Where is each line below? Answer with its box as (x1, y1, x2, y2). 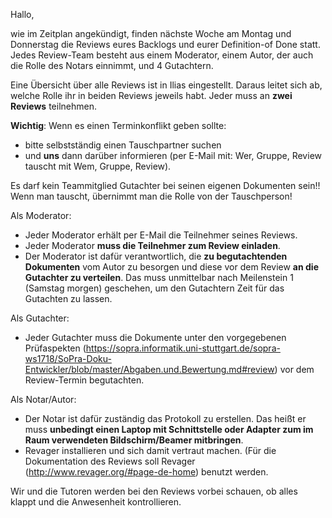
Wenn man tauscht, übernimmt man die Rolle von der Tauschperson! (10, 190, 293, 202)
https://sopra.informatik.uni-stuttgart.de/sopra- (85, 342, 281, 354)
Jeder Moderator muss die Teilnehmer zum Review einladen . (24, 240, 281, 251)
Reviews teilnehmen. (10, 100, 97, 112)
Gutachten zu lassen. (24, 293, 113, 304)
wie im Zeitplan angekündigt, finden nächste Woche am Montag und (10, 28, 292, 39)
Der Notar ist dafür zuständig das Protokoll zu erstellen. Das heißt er (24, 413, 307, 424)
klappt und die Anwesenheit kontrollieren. (10, 496, 182, 508)
